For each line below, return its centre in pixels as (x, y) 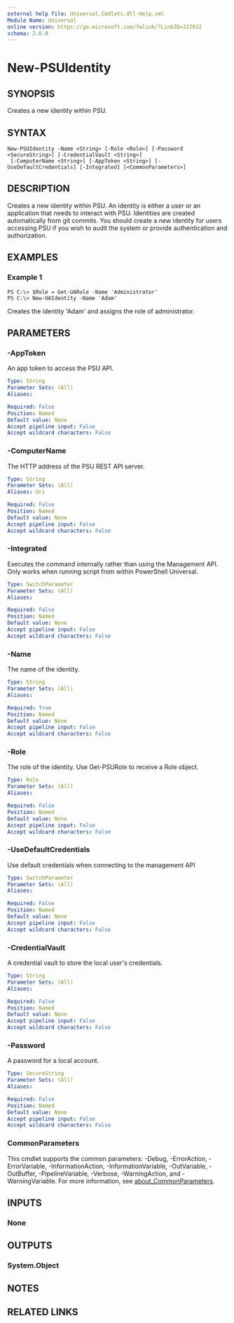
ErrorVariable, (27, 1166)
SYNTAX (27, 133)
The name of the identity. (43, 670)
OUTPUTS (30, 1246)
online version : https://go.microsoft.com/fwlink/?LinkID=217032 (104, 27)
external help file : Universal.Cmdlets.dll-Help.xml (86, 14)
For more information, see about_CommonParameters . (137, 1181)
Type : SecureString (36, 1073)
